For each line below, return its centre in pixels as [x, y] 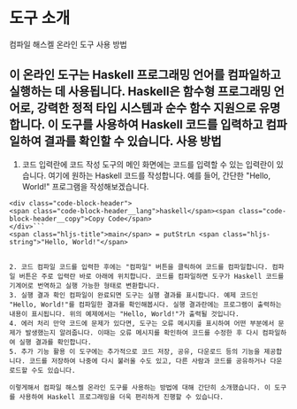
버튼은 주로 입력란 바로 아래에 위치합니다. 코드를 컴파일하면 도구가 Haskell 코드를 [152, 276]
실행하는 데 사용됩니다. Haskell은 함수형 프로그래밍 [140, 92]
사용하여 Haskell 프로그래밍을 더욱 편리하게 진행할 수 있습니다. [122, 397]
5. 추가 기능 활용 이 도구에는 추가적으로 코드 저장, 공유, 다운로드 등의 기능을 [135, 351]
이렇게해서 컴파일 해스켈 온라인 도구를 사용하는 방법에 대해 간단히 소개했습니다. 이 [140, 387]
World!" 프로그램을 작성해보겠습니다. [85, 186]
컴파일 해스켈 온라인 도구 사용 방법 [68, 44]
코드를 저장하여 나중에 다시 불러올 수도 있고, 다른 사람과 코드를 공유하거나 [148, 361]
